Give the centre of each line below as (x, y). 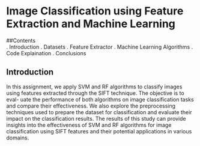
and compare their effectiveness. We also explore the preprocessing (91, 106)
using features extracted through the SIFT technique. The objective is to (95, 93)
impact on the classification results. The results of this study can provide (96, 118)
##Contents (21, 40)
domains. (18, 138)
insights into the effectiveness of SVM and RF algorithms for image (89, 125)
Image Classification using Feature (95, 11)
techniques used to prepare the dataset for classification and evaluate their (99, 112)
